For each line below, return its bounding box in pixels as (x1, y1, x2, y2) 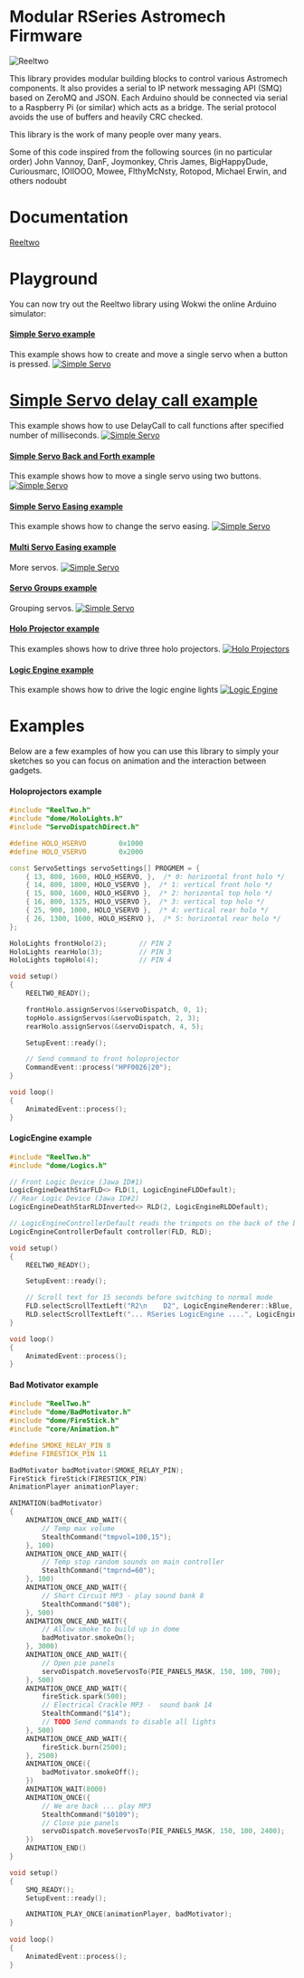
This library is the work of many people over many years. (9, 128, 222, 139)
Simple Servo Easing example (9, 500, 124, 512)
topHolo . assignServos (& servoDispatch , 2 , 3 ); (25, 1013, 201, 1023)
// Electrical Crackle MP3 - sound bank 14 (42, 1700, 213, 1710)
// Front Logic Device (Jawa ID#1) (9, 1178, 144, 1187)
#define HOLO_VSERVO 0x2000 (9, 847, 144, 857)
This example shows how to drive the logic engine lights (9, 685, 219, 696)
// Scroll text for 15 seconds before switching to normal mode (25, 1293, 273, 1302)
